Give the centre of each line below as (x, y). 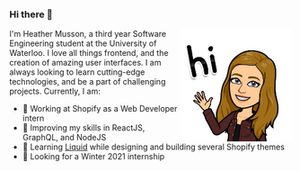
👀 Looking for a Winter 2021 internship (93, 157)
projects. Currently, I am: (55, 91)
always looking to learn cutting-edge (77, 72)
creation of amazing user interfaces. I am (85, 63)
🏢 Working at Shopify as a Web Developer (100, 109)
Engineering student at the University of (83, 43)
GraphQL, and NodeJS (64, 138)
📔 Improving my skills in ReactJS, (84, 128)
